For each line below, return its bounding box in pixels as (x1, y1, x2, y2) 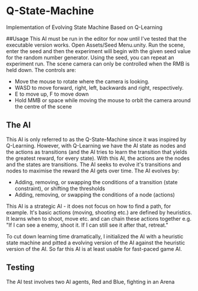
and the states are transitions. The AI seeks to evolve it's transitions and (6, 161, 181, 168)
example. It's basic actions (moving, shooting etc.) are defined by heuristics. (6, 208, 193, 216)
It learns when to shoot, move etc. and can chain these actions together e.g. (6, 215, 192, 222)
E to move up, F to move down (14, 90, 89, 97)
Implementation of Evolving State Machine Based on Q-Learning (6, 24, 163, 31)
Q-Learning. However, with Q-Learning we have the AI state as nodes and (6, 142, 186, 149)
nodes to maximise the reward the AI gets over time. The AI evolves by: (6, 167, 180, 174)
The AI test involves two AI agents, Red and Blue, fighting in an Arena (6, 278, 175, 285)
